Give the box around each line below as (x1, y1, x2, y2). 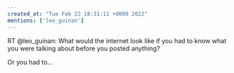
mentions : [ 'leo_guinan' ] (7, 17, 84, 24)
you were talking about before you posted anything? (7, 44, 161, 52)
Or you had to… (7, 57, 53, 66)
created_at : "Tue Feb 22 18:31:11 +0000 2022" (7, 10, 148, 18)
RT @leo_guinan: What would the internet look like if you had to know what (7, 36, 227, 45)
